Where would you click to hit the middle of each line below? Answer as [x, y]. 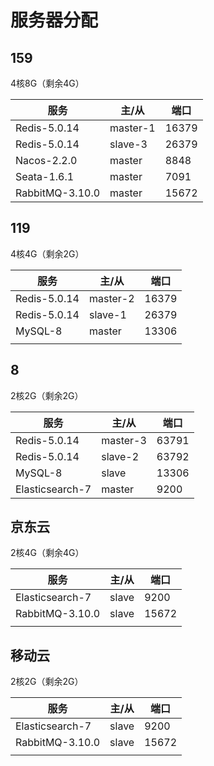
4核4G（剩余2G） [47, 253]
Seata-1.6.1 [45, 176]
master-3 [124, 440]
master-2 [111, 298]
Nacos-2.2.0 [46, 160]
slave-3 [128, 144]
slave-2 [120, 456]
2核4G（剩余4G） [47, 553]
